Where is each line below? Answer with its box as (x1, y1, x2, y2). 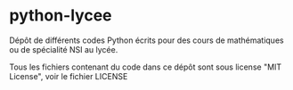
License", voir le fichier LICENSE (9, 70, 128, 81)
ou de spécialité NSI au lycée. (9, 44, 118, 54)
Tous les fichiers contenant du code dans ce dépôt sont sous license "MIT (9, 61, 282, 72)
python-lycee (9, 5, 112, 26)
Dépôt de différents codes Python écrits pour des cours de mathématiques (9, 35, 284, 45)
